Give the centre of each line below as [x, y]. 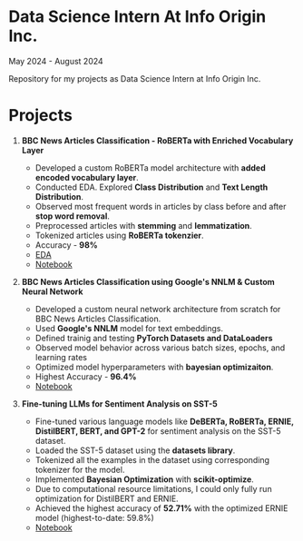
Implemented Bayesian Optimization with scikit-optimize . [145, 479]
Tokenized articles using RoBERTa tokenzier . [120, 235]
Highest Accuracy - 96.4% [86, 376]
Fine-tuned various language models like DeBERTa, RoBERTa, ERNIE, [164, 421]
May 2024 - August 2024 [56, 61]
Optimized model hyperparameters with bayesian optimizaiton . [154, 367]
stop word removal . [72, 216]
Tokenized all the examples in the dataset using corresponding [152, 459]
